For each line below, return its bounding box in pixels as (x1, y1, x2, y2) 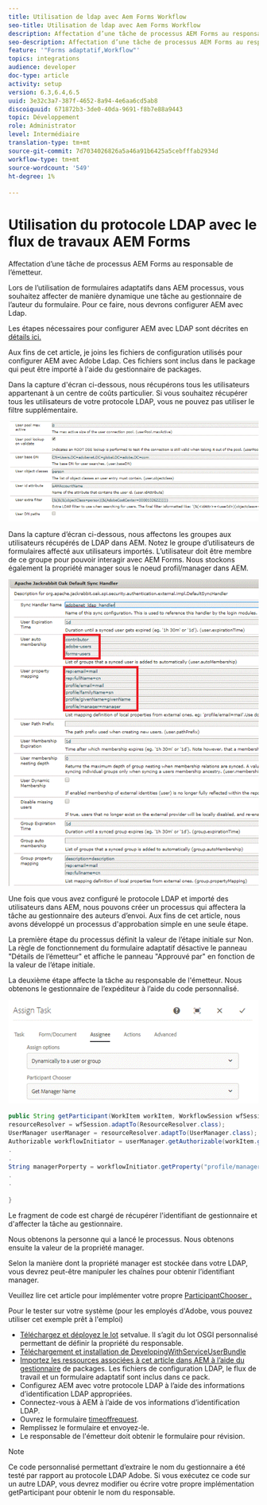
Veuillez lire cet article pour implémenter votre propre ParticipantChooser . (8, 1291, 252, 1300)
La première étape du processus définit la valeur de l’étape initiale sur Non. (8, 935, 254, 944)
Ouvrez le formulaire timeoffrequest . (19, 1414, 139, 1424)
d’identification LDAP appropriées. (19, 1389, 133, 1398)
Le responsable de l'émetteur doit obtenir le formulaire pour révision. (19, 1432, 246, 1441)
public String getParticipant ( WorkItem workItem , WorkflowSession (8, 1112, 233, 1121)
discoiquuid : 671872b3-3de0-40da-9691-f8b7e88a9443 (8, 105, 183, 113)
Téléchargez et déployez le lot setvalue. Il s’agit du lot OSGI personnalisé (19, 1330, 258, 1340)
